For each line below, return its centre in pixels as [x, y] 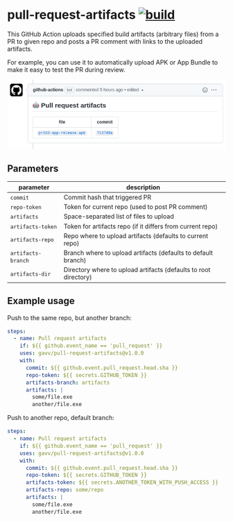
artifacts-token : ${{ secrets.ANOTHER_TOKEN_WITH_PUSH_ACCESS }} [122, 482]
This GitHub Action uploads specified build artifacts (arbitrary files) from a [113, 34]
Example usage [41, 301]
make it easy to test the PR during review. [66, 69]
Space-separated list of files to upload [119, 217]
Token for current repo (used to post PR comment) [136, 207]
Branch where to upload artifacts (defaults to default [138, 253]
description [143, 187]
